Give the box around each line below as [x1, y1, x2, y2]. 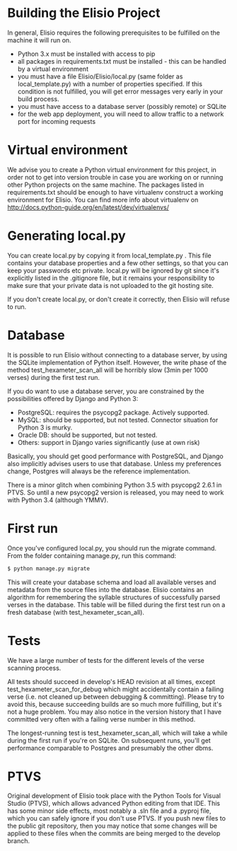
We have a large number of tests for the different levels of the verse [7, 656, 205, 664]
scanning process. [7, 664, 62, 672]
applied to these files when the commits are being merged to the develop [7, 829, 221, 838]
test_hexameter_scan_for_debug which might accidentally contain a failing [7, 685, 224, 693]
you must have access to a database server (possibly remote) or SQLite [17, 102, 227, 110]
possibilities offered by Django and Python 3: [7, 394, 139, 403]
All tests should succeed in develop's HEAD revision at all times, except [7, 677, 216, 685]
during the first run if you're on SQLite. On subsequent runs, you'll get [7, 736, 211, 744]
